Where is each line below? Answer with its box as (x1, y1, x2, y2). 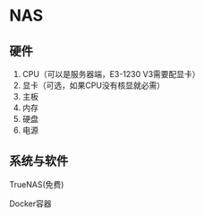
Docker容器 (9, 198, 52, 209)
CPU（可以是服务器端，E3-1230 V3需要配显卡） (21, 69, 200, 79)
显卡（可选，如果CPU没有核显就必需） (21, 80, 166, 91)
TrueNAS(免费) (9, 178, 64, 189)
